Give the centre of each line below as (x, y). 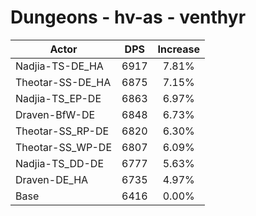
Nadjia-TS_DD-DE (60, 163)
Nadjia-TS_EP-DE (58, 98)
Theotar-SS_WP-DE (64, 147)
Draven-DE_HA (52, 179)
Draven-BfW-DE (55, 114)
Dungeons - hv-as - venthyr (128, 17)
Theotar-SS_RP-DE (62, 131)
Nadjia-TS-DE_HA (59, 66)
